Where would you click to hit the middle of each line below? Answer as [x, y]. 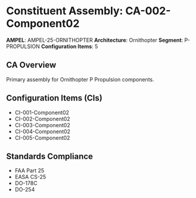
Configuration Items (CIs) [54, 98]
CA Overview [31, 65]
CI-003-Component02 [42, 125]
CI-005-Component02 [42, 137]
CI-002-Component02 [42, 119]
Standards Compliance [50, 156]
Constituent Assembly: [65, 11]
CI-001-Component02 [42, 112]
